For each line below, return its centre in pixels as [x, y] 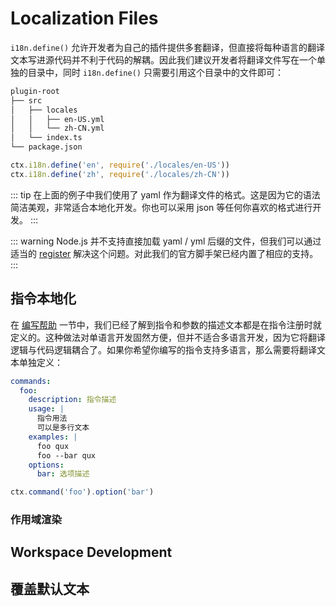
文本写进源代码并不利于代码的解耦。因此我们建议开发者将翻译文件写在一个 [163, 59]
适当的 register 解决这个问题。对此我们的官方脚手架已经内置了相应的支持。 [164, 253]
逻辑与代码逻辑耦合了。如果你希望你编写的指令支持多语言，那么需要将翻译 [163, 349]
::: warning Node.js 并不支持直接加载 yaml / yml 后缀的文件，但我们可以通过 [166, 241]
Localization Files [84, 18]
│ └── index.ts [46, 138]
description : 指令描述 [72, 400]
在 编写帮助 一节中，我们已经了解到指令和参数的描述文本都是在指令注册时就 [166, 324]
